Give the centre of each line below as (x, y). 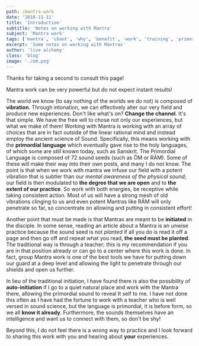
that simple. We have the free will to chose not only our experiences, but (94, 119)
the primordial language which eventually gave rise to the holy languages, (97, 145)
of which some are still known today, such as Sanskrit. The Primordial (91, 151)
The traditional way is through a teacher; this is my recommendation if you (97, 244)
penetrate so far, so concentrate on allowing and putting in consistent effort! (99, 208)
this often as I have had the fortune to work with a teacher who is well (91, 300)
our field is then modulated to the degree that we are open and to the (91, 182)
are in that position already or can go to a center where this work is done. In (99, 250)
